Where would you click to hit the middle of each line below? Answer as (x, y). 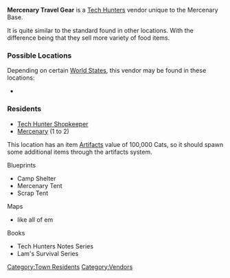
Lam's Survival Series (48, 253)
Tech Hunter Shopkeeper (53, 124)
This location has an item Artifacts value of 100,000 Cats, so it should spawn (115, 144)
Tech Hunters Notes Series (55, 246)
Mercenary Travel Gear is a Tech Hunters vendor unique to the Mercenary (113, 10)
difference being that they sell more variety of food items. (89, 38)
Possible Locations (39, 56)
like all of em (35, 220)
